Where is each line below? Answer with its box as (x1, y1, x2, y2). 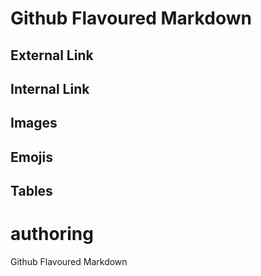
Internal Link (10, 80, 90, 97)
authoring (10, 223, 94, 246)
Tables (10, 183, 53, 200)
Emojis (10, 148, 53, 166)
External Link (10, 47, 94, 64)
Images (10, 115, 58, 132)
